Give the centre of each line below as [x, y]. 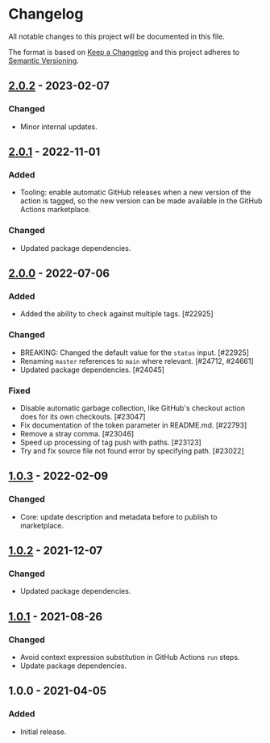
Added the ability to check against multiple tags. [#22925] [116, 314]
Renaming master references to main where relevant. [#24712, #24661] [137, 361]
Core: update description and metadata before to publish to [118, 516]
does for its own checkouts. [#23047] [83, 416]
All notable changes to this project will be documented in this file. [117, 36]
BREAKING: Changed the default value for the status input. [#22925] [135, 353]
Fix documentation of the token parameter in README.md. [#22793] [133, 425]
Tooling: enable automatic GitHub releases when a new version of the [135, 192]
